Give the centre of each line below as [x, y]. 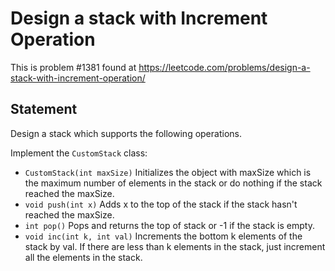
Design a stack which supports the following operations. [126, 133]
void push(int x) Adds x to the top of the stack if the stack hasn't [161, 204]
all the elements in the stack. [83, 257]
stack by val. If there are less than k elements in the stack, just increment [175, 246]
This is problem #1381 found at [73, 67]
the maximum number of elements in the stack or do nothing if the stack [173, 183]
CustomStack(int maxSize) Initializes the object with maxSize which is [168, 172]
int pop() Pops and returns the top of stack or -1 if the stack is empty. [169, 225]
